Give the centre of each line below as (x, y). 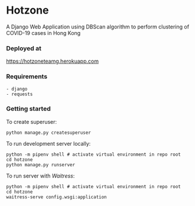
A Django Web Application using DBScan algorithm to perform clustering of (98, 27)
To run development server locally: (48, 143)
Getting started (29, 109)
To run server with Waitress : (40, 176)
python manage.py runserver (41, 165)
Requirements (27, 76)
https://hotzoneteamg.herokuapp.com (53, 61)
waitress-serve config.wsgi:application (57, 197)
